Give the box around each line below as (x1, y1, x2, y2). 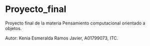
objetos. (5, 25, 22, 31)
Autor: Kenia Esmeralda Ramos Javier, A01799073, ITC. (5, 35, 119, 41)
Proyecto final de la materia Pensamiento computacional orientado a (5, 20, 146, 26)
